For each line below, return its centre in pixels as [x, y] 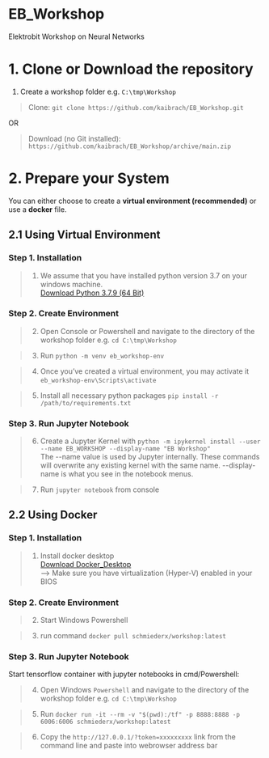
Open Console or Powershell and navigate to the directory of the [147, 331]
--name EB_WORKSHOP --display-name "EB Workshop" [126, 449]
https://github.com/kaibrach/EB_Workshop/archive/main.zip [130, 146]
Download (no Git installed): [74, 138]
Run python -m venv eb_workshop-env [102, 355]
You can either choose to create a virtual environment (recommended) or [132, 201]
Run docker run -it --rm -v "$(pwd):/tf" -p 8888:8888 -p [140, 714]
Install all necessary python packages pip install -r [129, 395]
